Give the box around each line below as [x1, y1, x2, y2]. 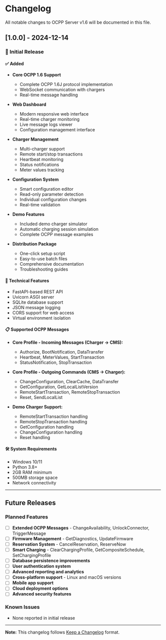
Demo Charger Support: [12, 403, 63, 410]
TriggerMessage [12, 530, 46, 536]
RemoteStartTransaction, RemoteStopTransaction [19, 389, 120, 395]
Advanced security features [12, 591, 72, 597]
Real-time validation [19, 202, 61, 208]
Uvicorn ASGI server [12, 294, 54, 300]
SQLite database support [12, 299, 63, 305]
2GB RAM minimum [12, 470, 52, 476]
